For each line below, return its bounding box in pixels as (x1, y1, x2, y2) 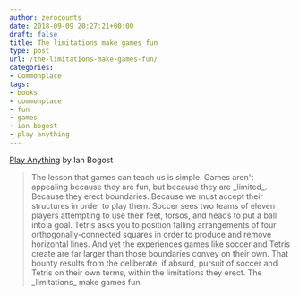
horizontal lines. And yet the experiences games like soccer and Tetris (30, 239, 291, 249)
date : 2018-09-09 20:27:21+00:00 (9, 22, 134, 30)
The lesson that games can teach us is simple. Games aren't (30, 171, 254, 182)
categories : (9, 64, 54, 73)
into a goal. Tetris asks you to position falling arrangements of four (30, 219, 277, 230)
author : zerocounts (9, 13, 82, 22)
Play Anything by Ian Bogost (9, 154, 114, 165)
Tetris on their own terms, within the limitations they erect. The (30, 266, 262, 278)
